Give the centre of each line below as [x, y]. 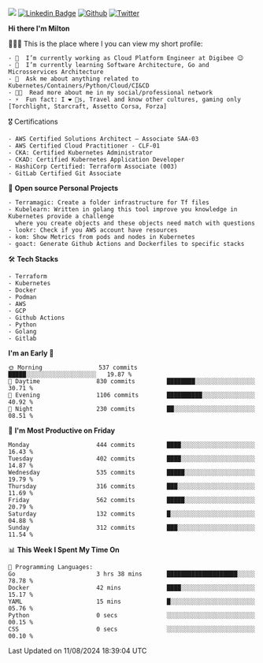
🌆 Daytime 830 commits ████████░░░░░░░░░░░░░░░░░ [132, 382]
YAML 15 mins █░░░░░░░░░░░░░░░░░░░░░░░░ [132, 602]
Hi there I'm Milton [39, 28]
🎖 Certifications [33, 121]
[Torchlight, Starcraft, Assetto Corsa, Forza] [88, 106]
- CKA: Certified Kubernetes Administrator [81, 153]
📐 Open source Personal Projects [63, 188]
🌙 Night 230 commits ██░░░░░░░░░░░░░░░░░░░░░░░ [132, 409]
